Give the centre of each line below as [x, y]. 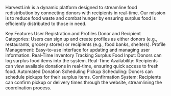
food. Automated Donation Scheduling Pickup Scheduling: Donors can [79, 71]
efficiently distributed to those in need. [46, 23]
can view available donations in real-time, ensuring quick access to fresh [82, 66]
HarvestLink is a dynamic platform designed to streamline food [71, 7]
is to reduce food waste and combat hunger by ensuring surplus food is [81, 18]
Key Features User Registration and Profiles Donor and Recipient [73, 33]
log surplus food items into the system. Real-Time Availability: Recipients [82, 61]
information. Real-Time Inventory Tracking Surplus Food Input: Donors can [83, 55]
